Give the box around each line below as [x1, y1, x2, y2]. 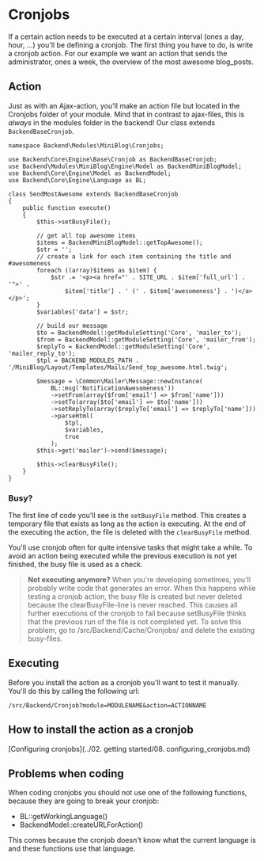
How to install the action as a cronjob [8, 723, 194, 737]
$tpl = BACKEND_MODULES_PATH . [36, 356, 140, 364]
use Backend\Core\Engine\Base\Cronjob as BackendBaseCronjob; [8, 155, 217, 163]
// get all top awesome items [36, 231, 136, 239]
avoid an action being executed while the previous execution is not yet [8, 551, 237, 561]
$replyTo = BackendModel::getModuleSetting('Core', [36, 342, 211, 350]
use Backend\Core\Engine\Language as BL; [8, 176, 147, 184]
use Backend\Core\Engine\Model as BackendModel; [8, 169, 172, 177]
